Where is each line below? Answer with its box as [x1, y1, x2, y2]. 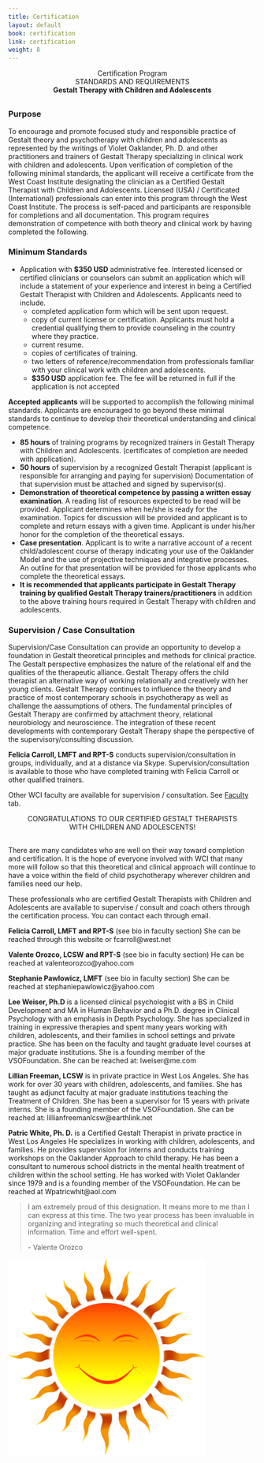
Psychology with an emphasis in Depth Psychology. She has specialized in [8, 1014, 250, 1024]
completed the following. [8, 227, 89, 236]
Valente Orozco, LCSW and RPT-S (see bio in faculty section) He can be [8, 950, 244, 959]
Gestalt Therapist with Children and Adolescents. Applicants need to [19, 289, 242, 299]
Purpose [8, 109, 42, 120]
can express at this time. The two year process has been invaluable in [27, 1211, 255, 1220]
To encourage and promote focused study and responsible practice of [8, 126, 236, 136]
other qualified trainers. [8, 775, 84, 784]
